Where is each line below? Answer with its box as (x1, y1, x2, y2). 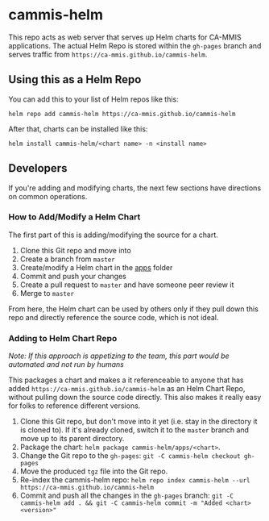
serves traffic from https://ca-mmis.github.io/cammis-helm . (8, 49, 208, 59)
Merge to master (19, 288, 75, 298)
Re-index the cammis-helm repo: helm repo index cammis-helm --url (19, 475, 250, 485)
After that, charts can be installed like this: (8, 123, 148, 134)
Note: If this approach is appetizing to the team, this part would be (8, 351, 230, 361)
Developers (8, 161, 68, 175)
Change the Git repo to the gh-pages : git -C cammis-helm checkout (19, 451, 241, 461)
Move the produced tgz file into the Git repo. (19, 466, 168, 477)
